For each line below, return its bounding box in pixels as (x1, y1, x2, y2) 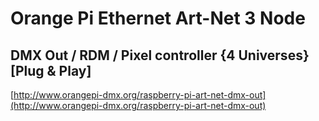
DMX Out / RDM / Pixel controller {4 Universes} (10, 47, 310, 64)
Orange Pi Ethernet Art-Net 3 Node (10, 7, 306, 30)
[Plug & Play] (10, 62, 92, 79)
